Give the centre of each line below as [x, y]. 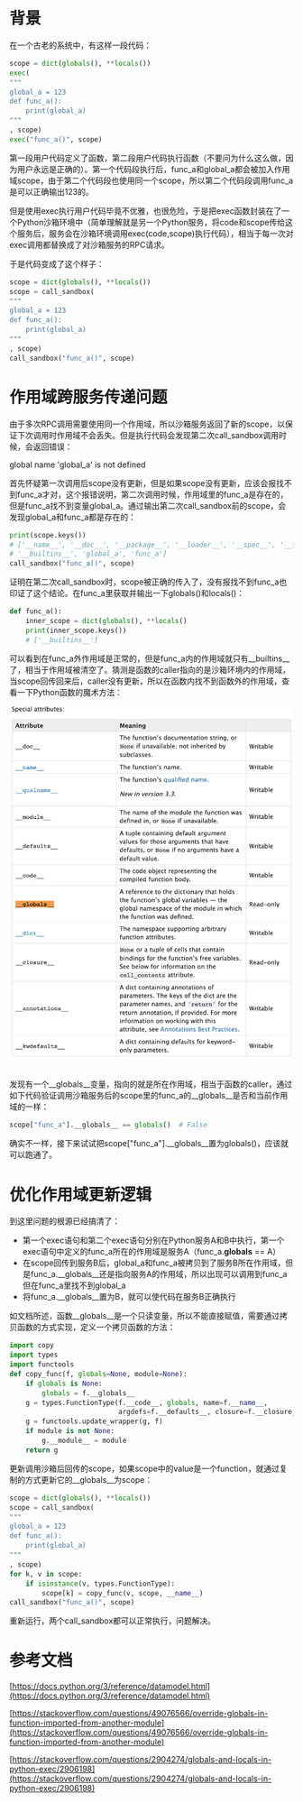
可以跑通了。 [33, 1154]
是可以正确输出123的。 [51, 191]
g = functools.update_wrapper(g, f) [95, 1421]
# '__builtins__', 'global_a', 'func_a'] [88, 554]
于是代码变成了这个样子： [57, 263]
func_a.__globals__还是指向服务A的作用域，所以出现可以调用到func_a [159, 1274]
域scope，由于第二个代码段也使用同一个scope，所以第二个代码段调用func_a [151, 180]
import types [34, 1355]
